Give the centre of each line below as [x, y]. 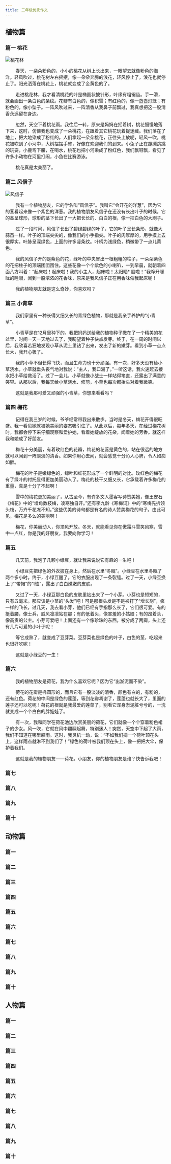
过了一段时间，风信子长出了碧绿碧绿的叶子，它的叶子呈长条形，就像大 [89, 229]
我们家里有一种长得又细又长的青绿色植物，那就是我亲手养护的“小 [83, 315]
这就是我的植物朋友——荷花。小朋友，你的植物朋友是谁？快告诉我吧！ [89, 758]
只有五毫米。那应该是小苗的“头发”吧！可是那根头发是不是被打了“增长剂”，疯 [85, 601]
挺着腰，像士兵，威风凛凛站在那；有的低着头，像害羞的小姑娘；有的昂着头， [85, 613]
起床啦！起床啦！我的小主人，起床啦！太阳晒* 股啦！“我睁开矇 [99, 271]
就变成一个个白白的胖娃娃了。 [36, 711]
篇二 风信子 [19, 182]
